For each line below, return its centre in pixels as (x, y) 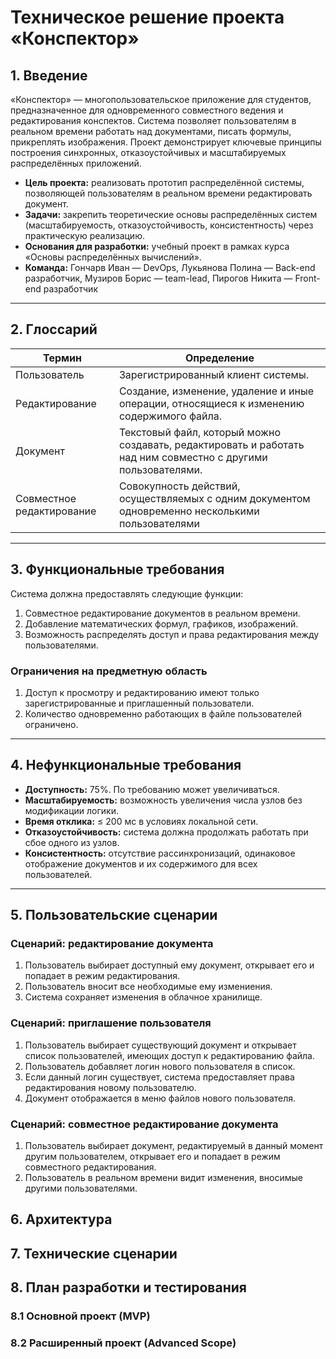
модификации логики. (71, 810)
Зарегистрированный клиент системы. (213, 374)
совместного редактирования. (90, 1167)
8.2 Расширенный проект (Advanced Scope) (123, 1343)
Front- (307, 278)
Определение (219, 358)
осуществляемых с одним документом (214, 498)
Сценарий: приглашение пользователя (111, 1023)
